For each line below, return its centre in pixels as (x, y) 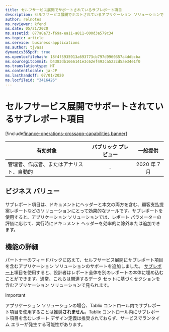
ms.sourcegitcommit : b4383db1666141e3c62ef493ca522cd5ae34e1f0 (73, 61)
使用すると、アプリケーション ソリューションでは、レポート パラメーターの (83, 217)
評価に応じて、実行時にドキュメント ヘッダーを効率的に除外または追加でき (83, 223)
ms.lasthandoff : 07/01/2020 (35, 76)
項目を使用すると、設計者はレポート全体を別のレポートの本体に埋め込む (89, 273)
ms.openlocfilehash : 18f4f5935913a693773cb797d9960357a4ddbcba (73, 57)
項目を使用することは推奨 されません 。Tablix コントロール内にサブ (78, 312)
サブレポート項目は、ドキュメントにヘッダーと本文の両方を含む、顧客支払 (82, 204)
